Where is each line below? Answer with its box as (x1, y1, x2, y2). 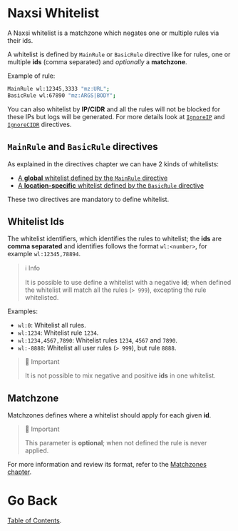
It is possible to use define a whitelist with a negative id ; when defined (24, 278, 232, 287)
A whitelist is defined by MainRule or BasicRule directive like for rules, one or (7, 50, 231, 59)
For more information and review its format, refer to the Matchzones (7, 460, 207, 469)
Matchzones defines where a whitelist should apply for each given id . (7, 411, 212, 420)
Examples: (7, 307, 38, 315)
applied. (24, 446, 49, 455)
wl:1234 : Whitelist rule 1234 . (17, 328, 99, 337)
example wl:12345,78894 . (7, 250, 81, 258)
